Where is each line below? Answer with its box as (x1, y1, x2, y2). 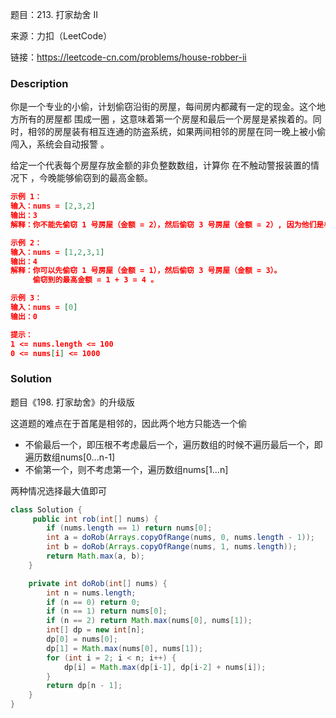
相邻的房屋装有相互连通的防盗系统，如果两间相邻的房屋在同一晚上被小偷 (27, 126, 326, 138)
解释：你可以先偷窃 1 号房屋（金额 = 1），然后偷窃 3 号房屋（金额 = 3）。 (10, 266, 282, 276)
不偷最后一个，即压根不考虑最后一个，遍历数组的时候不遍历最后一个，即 (24, 438, 323, 450)
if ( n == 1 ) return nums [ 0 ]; (46, 606, 168, 617)
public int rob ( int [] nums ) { (32, 514, 159, 524)
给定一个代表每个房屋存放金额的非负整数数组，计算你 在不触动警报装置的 (10, 159, 311, 172)
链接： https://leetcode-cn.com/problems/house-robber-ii (10, 51, 247, 63)
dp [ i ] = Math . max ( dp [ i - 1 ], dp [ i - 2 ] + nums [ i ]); (63, 662, 267, 672)
